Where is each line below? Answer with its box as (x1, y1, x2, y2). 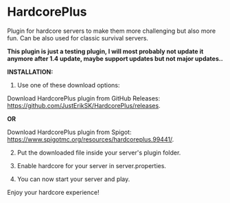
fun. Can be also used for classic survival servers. (7, 33, 149, 42)
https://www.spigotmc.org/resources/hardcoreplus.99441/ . (7, 135, 174, 144)
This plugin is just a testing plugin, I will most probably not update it (7, 47, 204, 55)
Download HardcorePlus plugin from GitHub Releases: (7, 94, 161, 103)
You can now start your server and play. (16, 175, 130, 183)
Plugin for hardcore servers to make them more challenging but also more (7, 27, 216, 35)
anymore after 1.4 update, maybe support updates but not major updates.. (7, 54, 223, 62)
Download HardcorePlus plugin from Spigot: (7, 128, 132, 136)
